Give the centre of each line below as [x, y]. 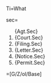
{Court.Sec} [29, 37]
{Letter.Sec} [29, 50]
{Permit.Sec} [30, 62]
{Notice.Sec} [30, 56]
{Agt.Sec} [26, 31]
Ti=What [16, 9]
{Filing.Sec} [28, 44]
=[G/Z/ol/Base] [24, 74]
